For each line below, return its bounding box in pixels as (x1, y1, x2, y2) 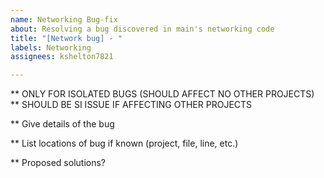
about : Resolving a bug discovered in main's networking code (10, 24, 275, 34)
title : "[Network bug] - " (10, 33, 123, 43)
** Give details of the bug (10, 118, 115, 130)
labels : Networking (10, 42, 92, 53)
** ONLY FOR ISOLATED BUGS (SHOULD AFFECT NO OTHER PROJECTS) (10, 88, 315, 100)
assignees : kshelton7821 (10, 52, 114, 62)
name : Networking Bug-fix (10, 14, 118, 25)
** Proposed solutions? (10, 157, 107, 169)
